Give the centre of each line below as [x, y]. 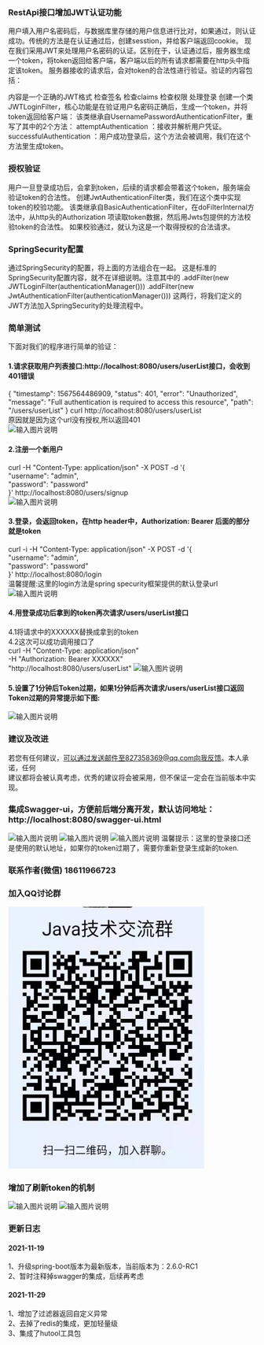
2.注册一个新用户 [36, 449]
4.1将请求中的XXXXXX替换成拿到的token [73, 632]
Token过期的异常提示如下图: [54, 698]
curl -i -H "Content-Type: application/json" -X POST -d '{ [100, 549]
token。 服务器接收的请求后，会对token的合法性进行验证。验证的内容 [134, 70]
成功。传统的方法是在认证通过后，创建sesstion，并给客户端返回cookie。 [125, 41]
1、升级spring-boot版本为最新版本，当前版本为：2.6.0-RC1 [103, 1266]
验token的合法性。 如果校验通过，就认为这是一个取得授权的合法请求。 [121, 227]
